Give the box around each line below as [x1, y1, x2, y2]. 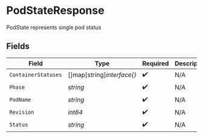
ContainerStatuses [9, 71, 62, 79]
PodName [9, 96, 31, 103]
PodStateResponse [6, 4, 105, 18]
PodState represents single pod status [6, 24, 101, 31]
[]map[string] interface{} [68, 71, 137, 79]
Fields [6, 41, 30, 51]
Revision [9, 109, 34, 116]
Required [142, 59, 169, 67]
